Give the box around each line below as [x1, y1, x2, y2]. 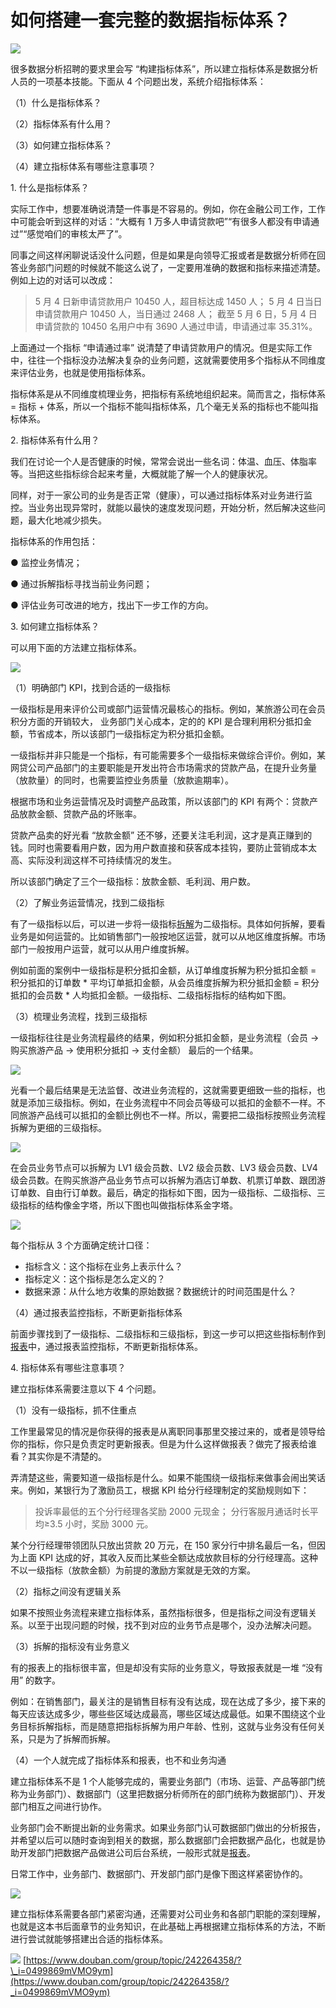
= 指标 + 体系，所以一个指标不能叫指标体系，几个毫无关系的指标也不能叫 [10, 400, 310, 412]
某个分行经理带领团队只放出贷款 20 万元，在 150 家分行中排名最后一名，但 [10, 1539, 317, 1551]
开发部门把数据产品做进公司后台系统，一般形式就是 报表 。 [18, 1846, 256, 1858]
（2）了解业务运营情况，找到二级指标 [10, 896, 165, 908]
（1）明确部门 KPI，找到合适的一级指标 [10, 681, 171, 693]
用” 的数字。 [10, 1674, 62, 1686]
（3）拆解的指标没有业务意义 [10, 1640, 130, 1652]
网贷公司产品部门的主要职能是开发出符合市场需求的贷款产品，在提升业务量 [10, 761, 317, 773]
